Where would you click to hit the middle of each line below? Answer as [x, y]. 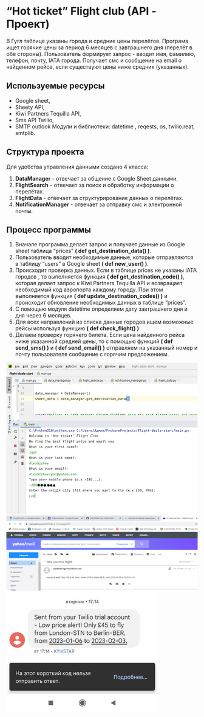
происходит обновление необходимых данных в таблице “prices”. [101, 303]
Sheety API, [30, 107]
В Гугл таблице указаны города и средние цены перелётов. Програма [97, 41]
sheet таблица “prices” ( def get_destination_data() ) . [83, 251]
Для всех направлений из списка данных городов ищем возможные [104, 322]
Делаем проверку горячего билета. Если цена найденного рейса [100, 335]
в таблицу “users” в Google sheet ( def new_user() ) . [82, 264]
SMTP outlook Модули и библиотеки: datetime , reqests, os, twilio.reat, [105, 126]
